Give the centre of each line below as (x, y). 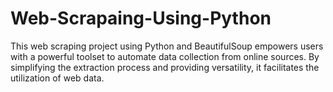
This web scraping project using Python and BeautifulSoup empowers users (167, 46)
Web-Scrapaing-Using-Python (141, 18)
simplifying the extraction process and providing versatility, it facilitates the (165, 67)
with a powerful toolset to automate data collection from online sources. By (165, 56)
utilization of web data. (57, 78)
